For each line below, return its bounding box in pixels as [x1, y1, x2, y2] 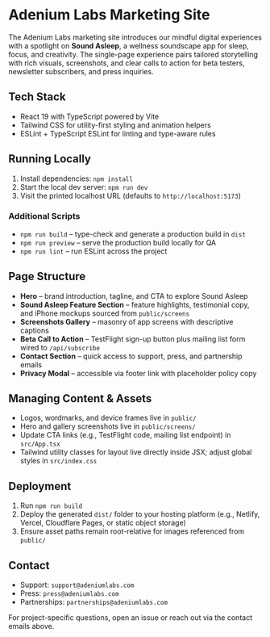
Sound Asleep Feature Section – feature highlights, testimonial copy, [19, 300, 250, 309]
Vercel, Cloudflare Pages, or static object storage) [19, 518, 187, 528]
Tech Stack [8, 90, 66, 104]
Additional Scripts [8, 211, 81, 222]
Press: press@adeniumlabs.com [19, 589, 119, 598]
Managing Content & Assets [8, 392, 152, 405]
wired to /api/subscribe [19, 342, 101, 352]
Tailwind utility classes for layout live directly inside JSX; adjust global [19, 447, 252, 457]
